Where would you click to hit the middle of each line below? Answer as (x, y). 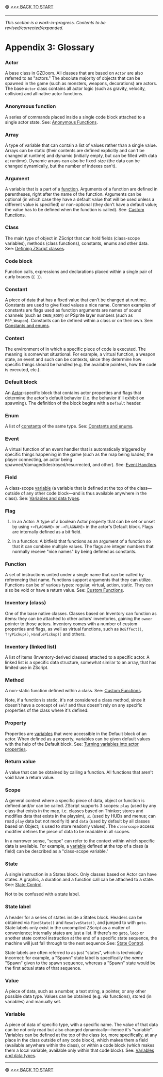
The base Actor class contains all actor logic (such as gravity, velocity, (75, 88)
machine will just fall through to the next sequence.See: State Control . (75, 943)
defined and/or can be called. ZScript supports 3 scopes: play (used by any (81, 806)
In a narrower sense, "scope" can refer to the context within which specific (80, 841)
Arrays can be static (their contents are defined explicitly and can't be (75, 151)
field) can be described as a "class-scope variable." (57, 851)
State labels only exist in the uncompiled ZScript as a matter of (68, 927)
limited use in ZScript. (27, 667)
